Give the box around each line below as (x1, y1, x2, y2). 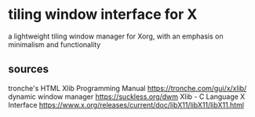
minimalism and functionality (8, 39, 101, 49)
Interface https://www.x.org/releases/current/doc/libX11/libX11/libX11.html (8, 100, 245, 109)
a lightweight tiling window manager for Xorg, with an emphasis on (8, 31, 224, 41)
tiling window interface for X (8, 5, 198, 24)
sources (8, 63, 49, 76)
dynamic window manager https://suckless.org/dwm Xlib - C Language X (8, 92, 246, 101)
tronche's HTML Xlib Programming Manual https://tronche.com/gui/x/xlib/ (8, 83, 247, 93)
